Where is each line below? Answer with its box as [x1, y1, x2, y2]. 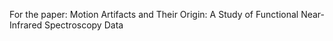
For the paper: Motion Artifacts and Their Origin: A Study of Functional [9, 9, 299, 20]
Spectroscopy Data [44, 19, 124, 31]
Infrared [9, 19, 43, 31]
